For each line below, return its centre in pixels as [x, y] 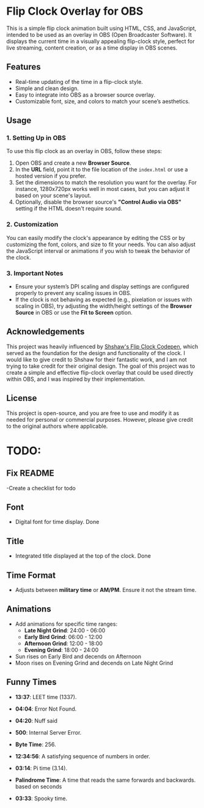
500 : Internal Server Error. [48, 732]
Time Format [31, 575]
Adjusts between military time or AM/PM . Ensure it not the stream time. [106, 590]
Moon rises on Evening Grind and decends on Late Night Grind [94, 663]
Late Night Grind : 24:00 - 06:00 [65, 630]
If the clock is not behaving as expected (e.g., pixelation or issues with [104, 300]
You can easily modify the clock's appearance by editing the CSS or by [96, 238]
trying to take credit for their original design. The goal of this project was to [101, 366]
